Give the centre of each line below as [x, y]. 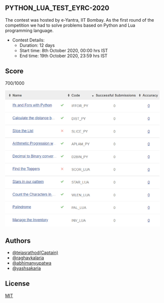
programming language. [29, 30]
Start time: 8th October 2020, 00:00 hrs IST [64, 50]
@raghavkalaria [28, 258]
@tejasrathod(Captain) [35, 253]
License [17, 284]
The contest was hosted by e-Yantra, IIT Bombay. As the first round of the [80, 20]
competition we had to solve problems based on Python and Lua [70, 25]
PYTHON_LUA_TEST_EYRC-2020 [57, 8]
